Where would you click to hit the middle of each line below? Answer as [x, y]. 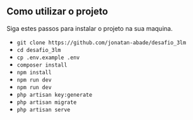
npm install [34, 72]
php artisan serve [43, 109]
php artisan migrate [47, 102]
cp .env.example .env [48, 58]
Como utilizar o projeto [57, 12]
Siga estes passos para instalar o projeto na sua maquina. [90, 28]
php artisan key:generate [54, 95]
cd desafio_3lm [39, 50]
